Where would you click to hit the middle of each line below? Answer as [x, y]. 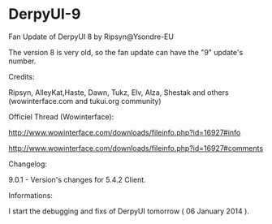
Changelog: [28, 164]
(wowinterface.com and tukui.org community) [85, 101]
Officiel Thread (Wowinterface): [61, 116]
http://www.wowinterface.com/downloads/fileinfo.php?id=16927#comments [136, 148]
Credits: [22, 76]
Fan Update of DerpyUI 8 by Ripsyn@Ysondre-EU [91, 37]
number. [22, 61]
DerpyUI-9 [45, 14]
